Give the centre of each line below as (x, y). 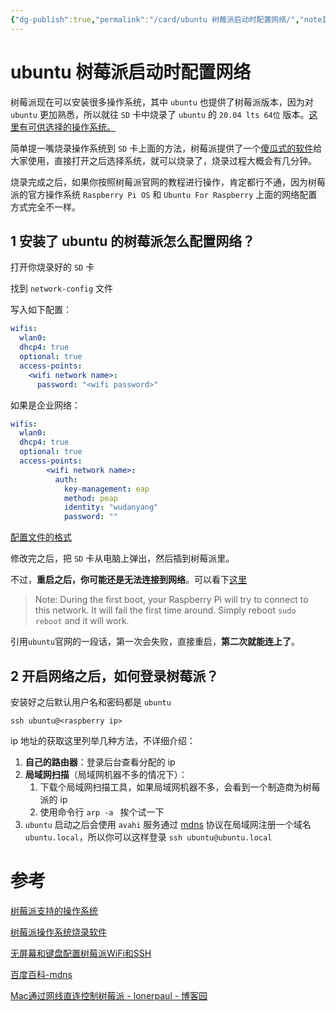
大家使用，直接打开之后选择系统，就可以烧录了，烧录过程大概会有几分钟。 (163, 160)
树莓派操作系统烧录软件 (58, 932)
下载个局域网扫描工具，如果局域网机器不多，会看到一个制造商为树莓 (180, 787)
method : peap (90, 498)
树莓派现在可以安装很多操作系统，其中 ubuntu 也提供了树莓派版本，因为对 (162, 102)
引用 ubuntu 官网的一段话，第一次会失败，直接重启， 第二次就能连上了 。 (155, 642)
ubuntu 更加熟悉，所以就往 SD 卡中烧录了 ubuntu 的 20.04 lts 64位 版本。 (160, 114)
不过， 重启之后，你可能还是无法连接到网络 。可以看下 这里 (128, 580)
